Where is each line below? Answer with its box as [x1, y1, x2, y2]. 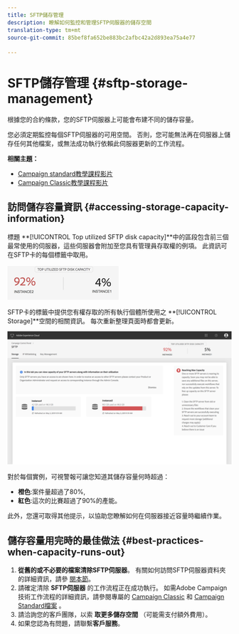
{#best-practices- [121, 534, 204, 546]
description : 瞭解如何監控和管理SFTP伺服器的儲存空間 [7, 19, 152, 26]
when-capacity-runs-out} [7, 546, 126, 558]
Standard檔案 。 [17, 601, 65, 610]
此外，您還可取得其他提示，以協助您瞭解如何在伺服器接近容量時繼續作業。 [7, 512, 225, 520]
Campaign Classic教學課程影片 [17, 179, 109, 187]
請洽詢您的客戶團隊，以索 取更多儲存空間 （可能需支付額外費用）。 [17, 610, 212, 618]
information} [7, 213, 65, 225]
